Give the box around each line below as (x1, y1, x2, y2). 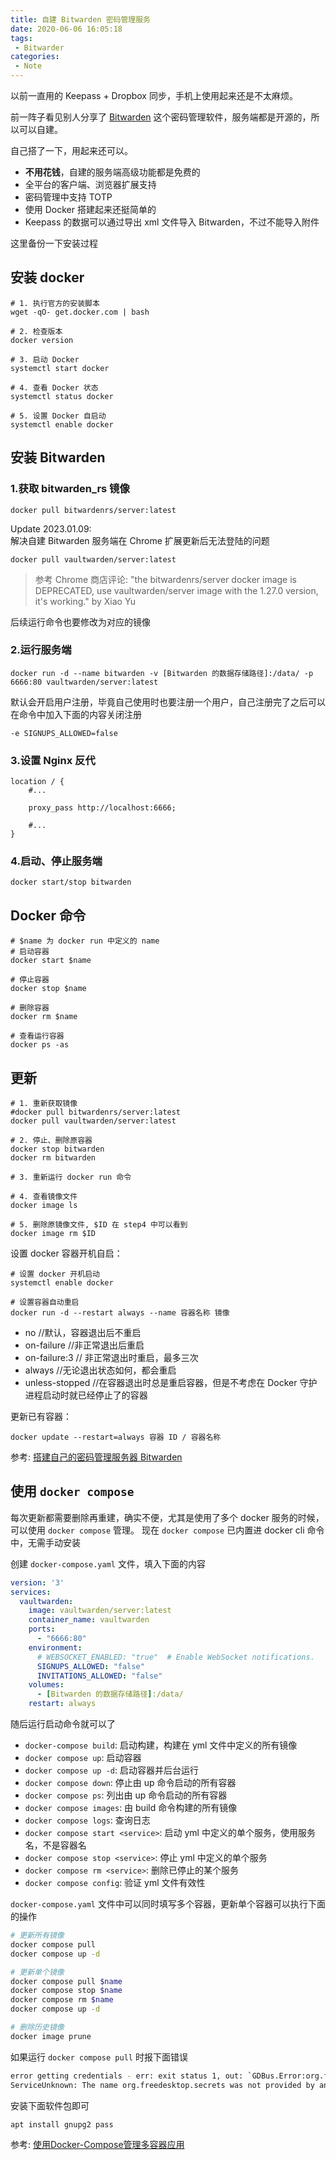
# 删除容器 (10, 1003, 50, 1013)
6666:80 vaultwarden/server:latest (10, 677, 159, 687)
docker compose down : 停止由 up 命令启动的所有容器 (24, 1777, 237, 1789)
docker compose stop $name (10, 1986, 123, 1996)
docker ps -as (10, 1040, 70, 1050)
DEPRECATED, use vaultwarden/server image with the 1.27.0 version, (34, 584, 319, 596)
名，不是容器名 (24, 1839, 87, 1851)
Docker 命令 (10, 907, 87, 924)
